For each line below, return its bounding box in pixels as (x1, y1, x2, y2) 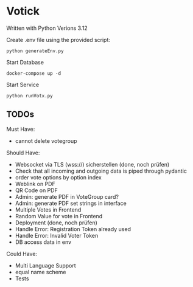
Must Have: (6, 125, 35, 133)
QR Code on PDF (15, 187, 58, 194)
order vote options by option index (15, 173, 102, 181)
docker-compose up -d (6, 70, 61, 77)
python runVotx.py (6, 92, 53, 99)
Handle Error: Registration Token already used (15, 225, 131, 232)
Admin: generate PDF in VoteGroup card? (15, 193, 119, 200)
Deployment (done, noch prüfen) (15, 219, 97, 226)
